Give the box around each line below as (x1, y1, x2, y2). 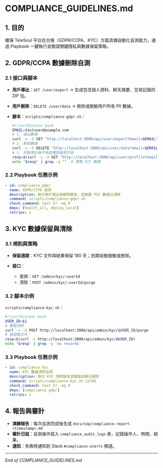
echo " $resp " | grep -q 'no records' (5, 341, 81, 347)
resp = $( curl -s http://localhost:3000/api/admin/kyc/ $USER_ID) (5, 337, 136, 342)
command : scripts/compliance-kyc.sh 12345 (9, 379, 97, 384)
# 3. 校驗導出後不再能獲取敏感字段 (12, 150, 74, 155)
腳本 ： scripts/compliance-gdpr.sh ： (12, 113, 86, 119)
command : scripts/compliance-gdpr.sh (9, 196, 86, 202)
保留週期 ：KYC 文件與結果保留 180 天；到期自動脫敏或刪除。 (12, 252, 134, 258)
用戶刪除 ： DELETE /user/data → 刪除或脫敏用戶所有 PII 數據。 (12, 103, 136, 109)
